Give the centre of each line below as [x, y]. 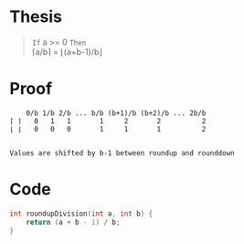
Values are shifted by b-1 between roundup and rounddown [122, 153]
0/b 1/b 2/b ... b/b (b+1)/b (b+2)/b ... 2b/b [116, 113]
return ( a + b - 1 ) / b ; [73, 222]
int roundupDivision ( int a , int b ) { [81, 213]
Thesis [36, 17]
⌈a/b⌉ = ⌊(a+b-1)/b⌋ [67, 51]
